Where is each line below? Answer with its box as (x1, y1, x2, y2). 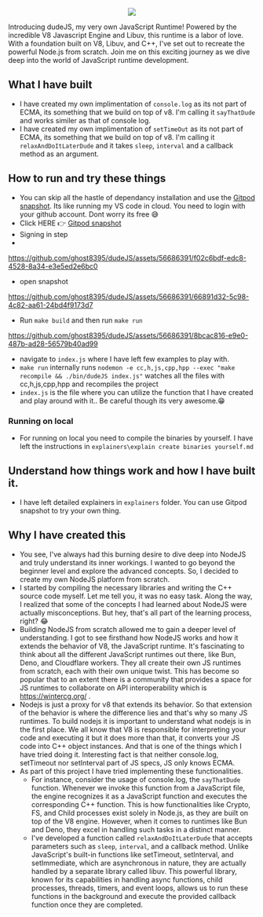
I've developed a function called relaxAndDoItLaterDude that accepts (31, 833, 253, 842)
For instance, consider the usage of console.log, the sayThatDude (31, 774, 241, 784)
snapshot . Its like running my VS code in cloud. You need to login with (19, 201, 246, 210)
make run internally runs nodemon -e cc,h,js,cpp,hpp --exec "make (19, 362, 236, 372)
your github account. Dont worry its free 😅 (19, 209, 159, 219)
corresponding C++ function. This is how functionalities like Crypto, (31, 799, 251, 809)
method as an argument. (19, 149, 100, 159)
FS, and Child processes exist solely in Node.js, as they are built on (31, 808, 249, 817)
